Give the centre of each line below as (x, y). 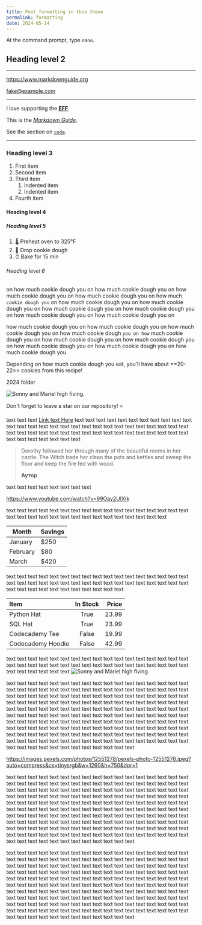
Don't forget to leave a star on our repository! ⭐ (65, 406)
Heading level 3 (29, 153)
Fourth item (29, 198)
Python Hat (25, 614)
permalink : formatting (35, 17)
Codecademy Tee (34, 634)
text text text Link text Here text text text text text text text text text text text (99, 420)
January (21, 542)
